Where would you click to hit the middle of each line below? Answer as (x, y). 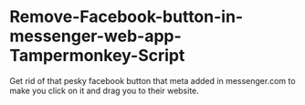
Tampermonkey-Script (97, 56)
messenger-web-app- (96, 36)
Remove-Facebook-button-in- (126, 17)
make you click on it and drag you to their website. (104, 90)
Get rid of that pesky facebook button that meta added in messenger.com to (152, 80)
